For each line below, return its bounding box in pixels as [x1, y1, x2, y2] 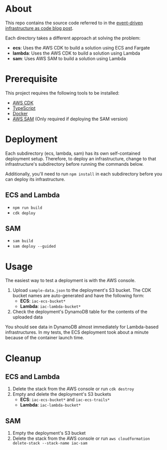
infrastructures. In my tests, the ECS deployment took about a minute [5, 329, 149, 335]
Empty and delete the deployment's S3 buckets [12, 391, 112, 397]
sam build [12, 239, 34, 244]
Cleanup [5, 352, 42, 364]
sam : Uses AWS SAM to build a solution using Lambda [12, 55, 126, 61]
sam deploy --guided [12, 244, 56, 249]
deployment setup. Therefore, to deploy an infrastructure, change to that [5, 155, 156, 162]
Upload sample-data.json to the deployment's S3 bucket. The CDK [12, 287, 151, 293]
